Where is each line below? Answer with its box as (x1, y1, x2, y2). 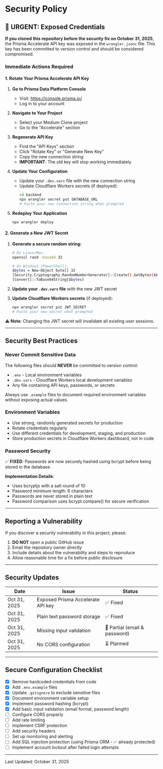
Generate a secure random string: (12, 241, 82, 246)
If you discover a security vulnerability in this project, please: (5, 530, 127, 536)
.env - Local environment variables (12, 372, 82, 378)
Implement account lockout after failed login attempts (12, 745, 119, 751)
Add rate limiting (12, 717, 45, 723)
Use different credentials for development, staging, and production (12, 430, 146, 436)
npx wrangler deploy (12, 220, 54, 225)
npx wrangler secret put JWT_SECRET (12, 305, 86, 310)
